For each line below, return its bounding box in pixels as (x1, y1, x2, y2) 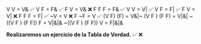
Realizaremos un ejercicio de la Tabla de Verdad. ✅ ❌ (6, 31, 143, 38)
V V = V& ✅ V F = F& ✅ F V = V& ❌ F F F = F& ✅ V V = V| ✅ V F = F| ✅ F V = (6, 6, 196, 13)
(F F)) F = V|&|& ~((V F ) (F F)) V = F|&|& (23, 19, 123, 27)
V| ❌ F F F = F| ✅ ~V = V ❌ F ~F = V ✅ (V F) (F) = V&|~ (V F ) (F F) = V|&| (6, 13, 188, 19)
